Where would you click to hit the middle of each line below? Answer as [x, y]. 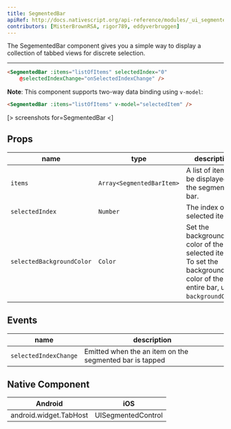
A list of [198, 170]
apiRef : [18, 20]
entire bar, [203, 287]
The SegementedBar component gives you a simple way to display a [104, 46]
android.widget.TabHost [49, 415]
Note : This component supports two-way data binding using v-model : [105, 92]
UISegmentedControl [129, 415]
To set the [202, 261]
